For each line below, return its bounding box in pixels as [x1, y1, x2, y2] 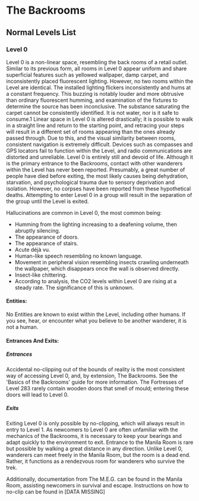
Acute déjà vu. [14, 246, 50, 253]
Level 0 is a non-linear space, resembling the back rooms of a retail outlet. [6, 58, 188, 65]
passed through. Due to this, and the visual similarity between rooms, [6, 134, 176, 142]
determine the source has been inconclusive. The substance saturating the [6, 102, 190, 110]
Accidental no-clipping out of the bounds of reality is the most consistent [6, 365, 185, 372]
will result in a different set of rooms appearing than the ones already [6, 128, 175, 135]
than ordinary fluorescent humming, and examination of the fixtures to [6, 96, 178, 104]
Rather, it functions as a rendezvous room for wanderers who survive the [6, 458, 185, 465]
